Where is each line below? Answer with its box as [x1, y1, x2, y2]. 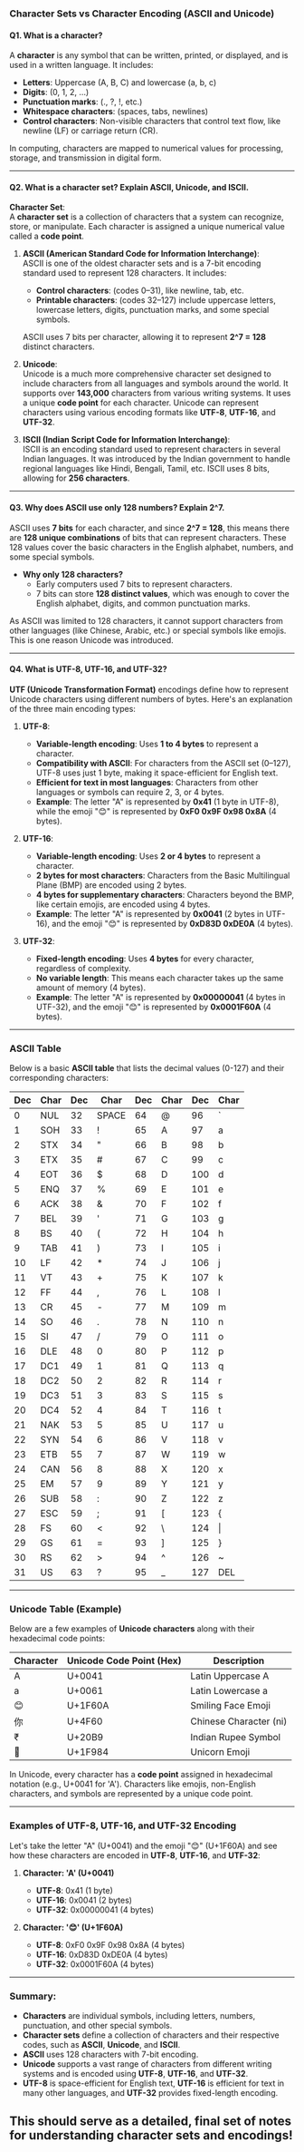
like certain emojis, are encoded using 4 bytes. [35, 899, 211, 910]
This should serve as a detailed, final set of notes [9, 2114, 292, 2129]
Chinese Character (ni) [190, 1715, 288, 1728]
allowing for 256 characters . [22, 472, 130, 483]
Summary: [9, 1990, 57, 2002]
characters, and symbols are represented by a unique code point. [9, 1788, 253, 1799]
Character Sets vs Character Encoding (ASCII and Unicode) [9, 7, 275, 20]
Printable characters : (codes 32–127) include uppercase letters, [35, 295, 276, 306]
